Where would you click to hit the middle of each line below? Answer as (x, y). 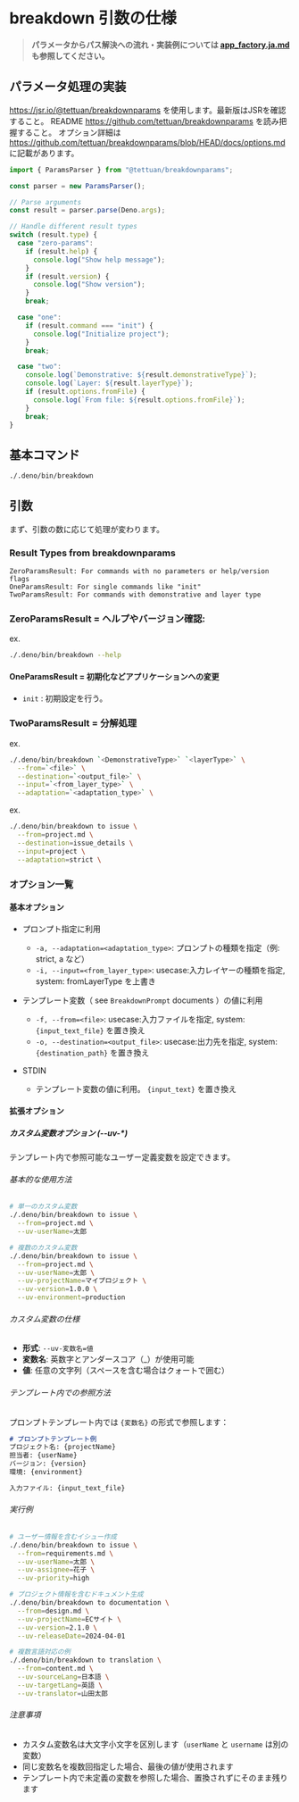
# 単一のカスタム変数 (43, 1206)
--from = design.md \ (54, 1611)
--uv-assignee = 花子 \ (56, 1570)
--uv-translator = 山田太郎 (63, 1693)
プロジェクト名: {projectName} (62, 1447)
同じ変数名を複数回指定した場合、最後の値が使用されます (128, 1766)
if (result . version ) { (67, 276)
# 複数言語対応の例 (40, 1652)
